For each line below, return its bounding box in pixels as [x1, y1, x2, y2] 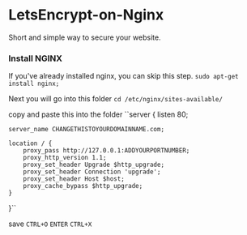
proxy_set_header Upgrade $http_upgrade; [23, 160, 164, 169]
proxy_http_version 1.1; [23, 154, 107, 162]
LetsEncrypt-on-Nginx [8, 6, 164, 24]
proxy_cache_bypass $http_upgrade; [23, 182, 143, 190]
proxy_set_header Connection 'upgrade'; [23, 168, 161, 176]
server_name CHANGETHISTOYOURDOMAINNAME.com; [8, 126, 164, 134]
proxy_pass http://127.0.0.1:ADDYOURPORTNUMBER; [23, 147, 190, 155]
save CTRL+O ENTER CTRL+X [8, 219, 92, 229]
